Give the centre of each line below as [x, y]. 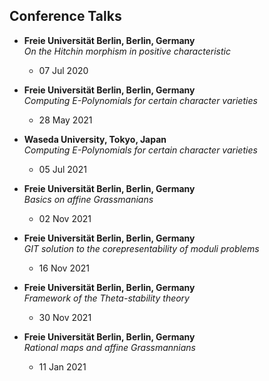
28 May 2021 [65, 120]
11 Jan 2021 [62, 366]
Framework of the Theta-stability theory [106, 298]
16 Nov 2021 [64, 268]
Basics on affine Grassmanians [88, 199]
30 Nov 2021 [65, 317]
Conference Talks [65, 16]
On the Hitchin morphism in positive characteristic [127, 51]
